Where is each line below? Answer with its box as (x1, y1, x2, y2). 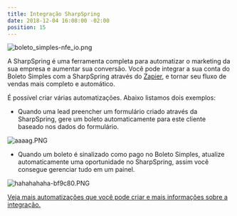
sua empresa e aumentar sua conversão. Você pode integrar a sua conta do (7, 65, 230, 73)
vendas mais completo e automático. (7, 80, 115, 88)
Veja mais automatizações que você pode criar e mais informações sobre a (7, 193, 228, 202)
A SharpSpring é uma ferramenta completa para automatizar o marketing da (7, 57, 231, 66)
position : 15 (7, 24, 46, 31)
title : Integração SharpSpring (7, 10, 100, 18)
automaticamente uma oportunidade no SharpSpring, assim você (17, 158, 209, 166)
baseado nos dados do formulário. (17, 123, 120, 131)
